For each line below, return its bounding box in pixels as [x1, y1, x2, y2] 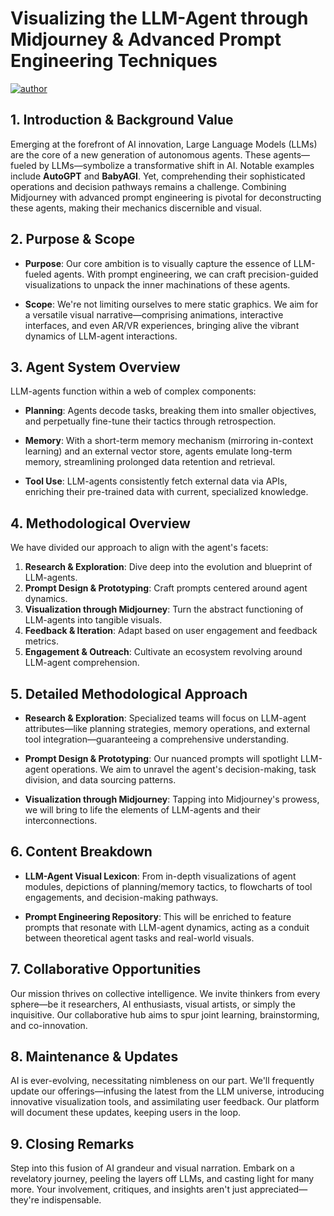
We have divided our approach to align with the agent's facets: [10, 542, 269, 554]
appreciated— [249, 1183, 308, 1196]
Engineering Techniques [10, 50, 218, 72]
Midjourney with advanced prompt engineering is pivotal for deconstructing [10, 191, 322, 203]
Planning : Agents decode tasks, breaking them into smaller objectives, [24, 405, 317, 417]
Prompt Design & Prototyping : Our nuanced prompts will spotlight [24, 753, 299, 764]
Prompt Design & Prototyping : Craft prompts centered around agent [24, 582, 308, 594]
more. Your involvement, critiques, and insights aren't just [10, 1183, 248, 1196]
